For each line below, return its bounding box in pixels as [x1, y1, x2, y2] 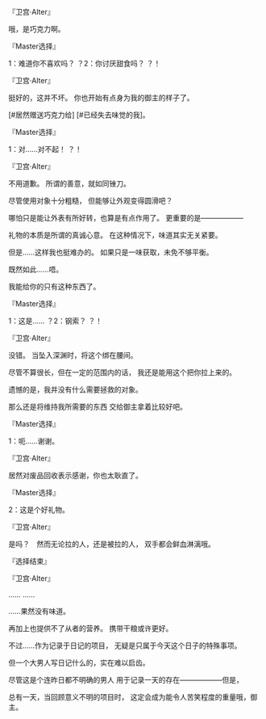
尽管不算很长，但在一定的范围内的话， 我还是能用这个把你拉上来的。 [8, 368, 236, 377]
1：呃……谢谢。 [8, 436, 59, 446]
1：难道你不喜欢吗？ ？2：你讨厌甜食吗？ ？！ [8, 59, 161, 68]
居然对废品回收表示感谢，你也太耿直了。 [8, 471, 143, 480]
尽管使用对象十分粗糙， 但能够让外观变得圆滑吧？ [8, 196, 173, 205]
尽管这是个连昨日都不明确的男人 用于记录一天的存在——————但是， [8, 675, 243, 684]
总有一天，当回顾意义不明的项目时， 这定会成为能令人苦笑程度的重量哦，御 [8, 692, 258, 701]
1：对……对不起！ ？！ [8, 145, 82, 153]
